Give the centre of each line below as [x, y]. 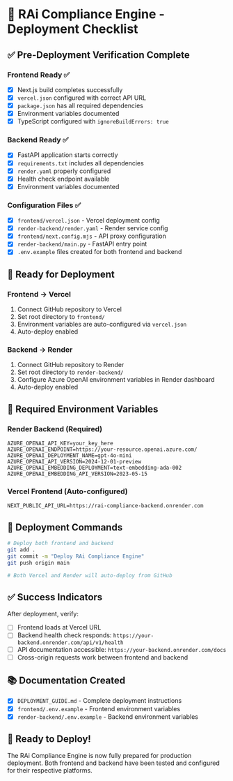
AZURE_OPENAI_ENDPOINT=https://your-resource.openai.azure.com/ [102, 449]
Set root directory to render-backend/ [70, 372]
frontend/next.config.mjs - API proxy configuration [92, 236]
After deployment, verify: [43, 614]
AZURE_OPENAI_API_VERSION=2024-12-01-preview [74, 462]
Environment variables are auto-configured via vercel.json [102, 325]
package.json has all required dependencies [80, 105]
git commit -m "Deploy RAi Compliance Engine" [76, 556]
